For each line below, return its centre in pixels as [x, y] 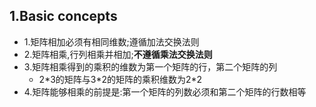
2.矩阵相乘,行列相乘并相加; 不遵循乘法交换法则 [118, 54]
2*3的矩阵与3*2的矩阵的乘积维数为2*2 [120, 79]
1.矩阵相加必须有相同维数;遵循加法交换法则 [111, 41]
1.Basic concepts [63, 16]
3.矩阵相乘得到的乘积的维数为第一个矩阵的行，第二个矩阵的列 [150, 66]
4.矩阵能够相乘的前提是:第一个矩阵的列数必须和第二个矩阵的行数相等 [165, 91]
